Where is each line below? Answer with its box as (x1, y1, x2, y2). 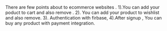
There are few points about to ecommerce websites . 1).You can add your (5, 4, 160, 10)
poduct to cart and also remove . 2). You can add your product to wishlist (5, 9, 160, 15)
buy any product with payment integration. (5, 20, 95, 26)
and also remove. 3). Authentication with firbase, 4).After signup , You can (5, 15, 162, 20)
